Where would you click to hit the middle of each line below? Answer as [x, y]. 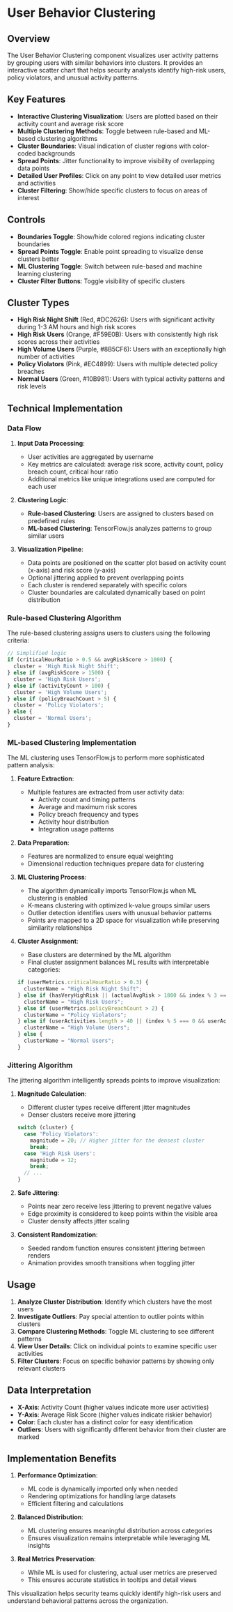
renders [39, 1256]
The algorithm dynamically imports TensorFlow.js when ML [112, 891]
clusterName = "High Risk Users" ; [74, 1002]
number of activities [46, 356]
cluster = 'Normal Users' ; [53, 718]
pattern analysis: [31, 765]
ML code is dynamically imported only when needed [103, 1489]
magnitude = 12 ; [54, 1160]
